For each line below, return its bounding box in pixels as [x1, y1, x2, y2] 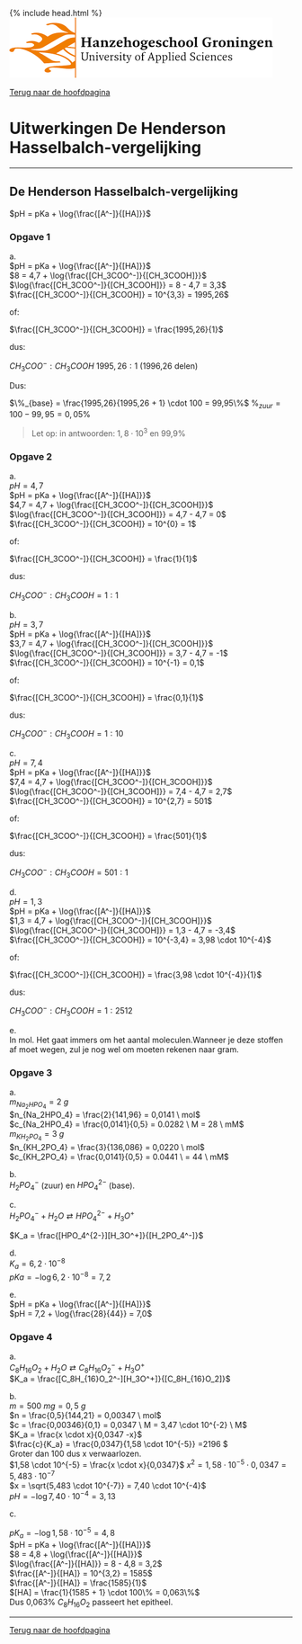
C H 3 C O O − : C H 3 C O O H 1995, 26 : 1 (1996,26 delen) [9, 359, 199, 373]
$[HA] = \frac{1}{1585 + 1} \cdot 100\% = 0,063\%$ [9, 1586, 200, 1597]
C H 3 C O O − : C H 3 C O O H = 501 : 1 [9, 865, 129, 880]
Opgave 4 [9, 1330, 53, 1343]
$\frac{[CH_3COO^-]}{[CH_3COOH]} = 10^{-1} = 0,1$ [9, 657, 205, 668]
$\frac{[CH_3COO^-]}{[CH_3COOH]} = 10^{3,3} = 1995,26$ [9, 290, 229, 300]
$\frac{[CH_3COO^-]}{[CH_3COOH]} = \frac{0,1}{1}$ [9, 692, 204, 702]
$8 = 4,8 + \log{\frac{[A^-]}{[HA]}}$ [9, 1549, 143, 1559]
